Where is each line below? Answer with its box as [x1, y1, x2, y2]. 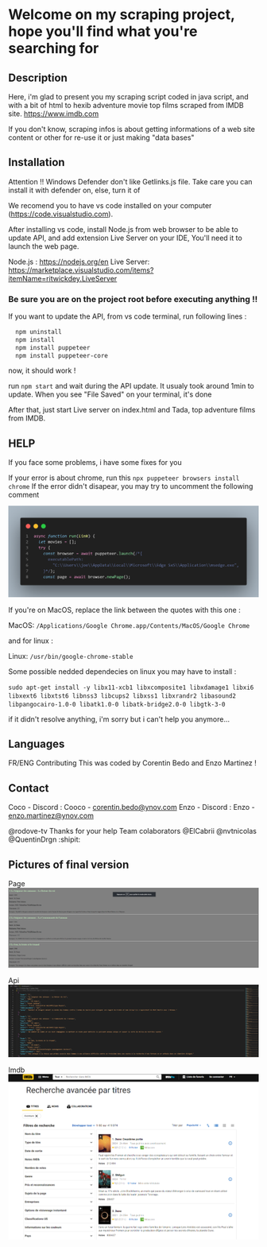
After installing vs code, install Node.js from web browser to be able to [8, 224, 238, 234]
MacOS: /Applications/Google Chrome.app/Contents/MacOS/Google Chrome [8, 620, 250, 629]
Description [8, 71, 68, 84]
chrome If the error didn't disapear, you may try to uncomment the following [8, 481, 253, 490]
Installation [8, 156, 65, 169]
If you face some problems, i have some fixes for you [8, 457, 183, 467]
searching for [8, 40, 99, 57]
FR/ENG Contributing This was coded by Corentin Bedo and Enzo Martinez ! [8, 758, 257, 768]
